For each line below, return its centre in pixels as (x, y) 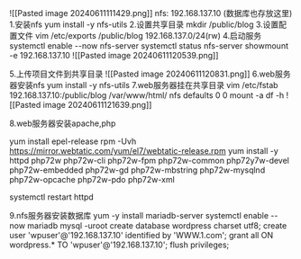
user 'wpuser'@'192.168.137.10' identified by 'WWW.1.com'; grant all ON (141, 235)
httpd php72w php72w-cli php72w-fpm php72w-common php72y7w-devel (150, 161)
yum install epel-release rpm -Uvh (73, 141)
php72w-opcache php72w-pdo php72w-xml (92, 179)
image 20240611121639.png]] (97, 105)
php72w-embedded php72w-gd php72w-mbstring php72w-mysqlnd (137, 170)
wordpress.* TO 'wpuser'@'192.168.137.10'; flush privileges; (119, 245)
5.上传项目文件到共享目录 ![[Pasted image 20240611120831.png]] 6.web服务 (150, 74)
